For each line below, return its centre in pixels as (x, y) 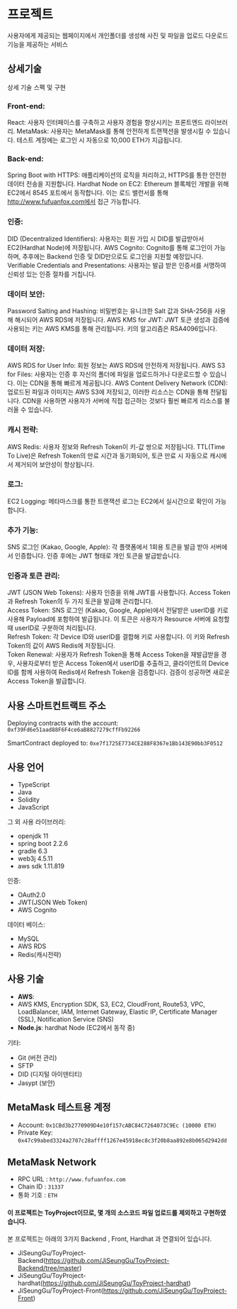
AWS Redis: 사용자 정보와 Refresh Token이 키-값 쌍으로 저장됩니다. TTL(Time (116, 446)
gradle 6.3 (33, 851)
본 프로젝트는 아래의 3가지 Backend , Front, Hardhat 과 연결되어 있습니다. (110, 1239)
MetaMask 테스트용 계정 (59, 1107)
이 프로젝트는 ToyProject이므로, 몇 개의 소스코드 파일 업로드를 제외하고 (105, 1213)
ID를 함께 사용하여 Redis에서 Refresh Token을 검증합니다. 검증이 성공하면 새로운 (118, 672)
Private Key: (35, 1132)
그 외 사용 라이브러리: (36, 822)
